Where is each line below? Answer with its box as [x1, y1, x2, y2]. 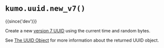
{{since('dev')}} [5, 18, 37, 24]
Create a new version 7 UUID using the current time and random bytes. [5, 27, 151, 33]
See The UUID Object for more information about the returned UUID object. [5, 37, 159, 43]
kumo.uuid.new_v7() [5, 4, 85, 13]
